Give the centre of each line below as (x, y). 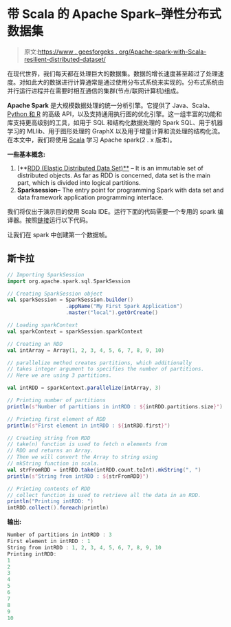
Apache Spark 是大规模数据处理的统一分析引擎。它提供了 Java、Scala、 (110, 105)
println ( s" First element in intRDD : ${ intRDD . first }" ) (89, 426)
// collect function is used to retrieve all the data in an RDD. (104, 495)
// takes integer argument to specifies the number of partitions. (106, 369)
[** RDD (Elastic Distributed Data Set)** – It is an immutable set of (110, 168)
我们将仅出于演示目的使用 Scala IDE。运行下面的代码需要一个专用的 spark (112, 211)
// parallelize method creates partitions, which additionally (100, 363)
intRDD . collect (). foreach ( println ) (58, 508)
